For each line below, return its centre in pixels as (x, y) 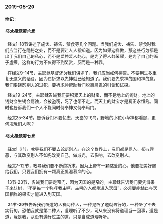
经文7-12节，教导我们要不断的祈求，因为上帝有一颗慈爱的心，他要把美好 (80, 166)
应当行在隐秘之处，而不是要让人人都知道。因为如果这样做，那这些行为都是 (83, 50)
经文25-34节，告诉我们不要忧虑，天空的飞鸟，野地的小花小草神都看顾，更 (81, 118)
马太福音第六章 (20, 31)
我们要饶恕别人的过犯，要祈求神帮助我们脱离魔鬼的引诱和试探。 (69, 85)
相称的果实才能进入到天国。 (37, 194)
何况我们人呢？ (20, 124)
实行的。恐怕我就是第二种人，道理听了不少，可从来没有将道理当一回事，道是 (81, 211)
